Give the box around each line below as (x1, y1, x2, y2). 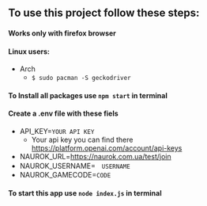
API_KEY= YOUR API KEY (19, 126, 95, 135)
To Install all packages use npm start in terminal (8, 90, 167, 100)
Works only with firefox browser (8, 28, 117, 38)
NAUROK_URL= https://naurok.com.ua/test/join (19, 151, 171, 161)
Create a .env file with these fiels (8, 109, 119, 118)
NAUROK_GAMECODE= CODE (19, 170, 111, 179)
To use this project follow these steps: (8, 6, 200, 20)
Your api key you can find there (31, 135, 134, 144)
